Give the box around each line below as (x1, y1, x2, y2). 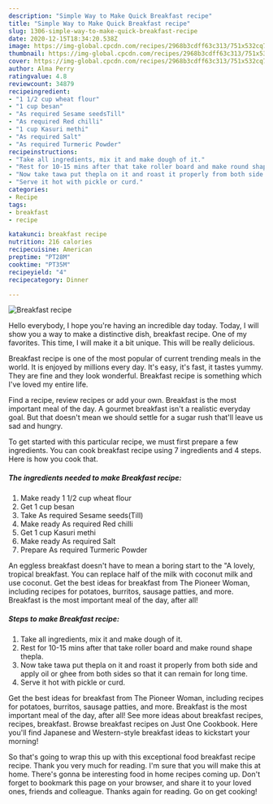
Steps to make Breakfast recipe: (8, 614, 120, 624)
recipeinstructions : (8, 148, 79, 156)
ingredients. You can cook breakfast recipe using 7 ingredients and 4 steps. (8, 446, 262, 456)
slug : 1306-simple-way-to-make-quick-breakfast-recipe (8, 27, 198, 35)
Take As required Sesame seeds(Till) (19, 511, 144, 521)
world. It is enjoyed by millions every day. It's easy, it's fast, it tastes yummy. (8, 362, 264, 372)
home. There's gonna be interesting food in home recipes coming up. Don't (8, 769, 261, 780)
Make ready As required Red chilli (19, 519, 133, 529)
